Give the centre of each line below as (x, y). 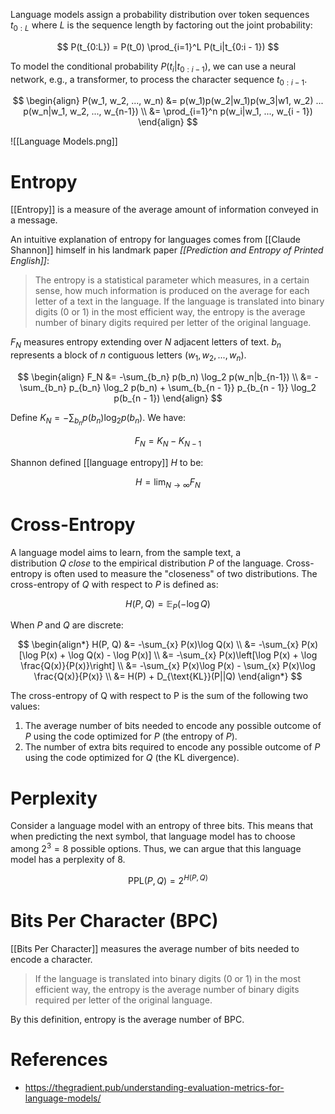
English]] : (30, 261)
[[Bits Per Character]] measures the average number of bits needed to (155, 948)
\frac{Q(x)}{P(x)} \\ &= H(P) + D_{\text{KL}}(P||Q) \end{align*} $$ (168, 676)
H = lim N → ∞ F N (168, 482)
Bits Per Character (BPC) (114, 920)
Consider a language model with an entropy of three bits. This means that (162, 826)
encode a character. (51, 959)
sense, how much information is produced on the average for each (172, 291)
